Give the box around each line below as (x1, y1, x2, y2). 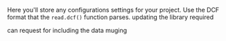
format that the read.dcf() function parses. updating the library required (7, 13, 214, 21)
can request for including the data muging (7, 27, 128, 34)
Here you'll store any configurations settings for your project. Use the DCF (7, 6, 220, 14)
